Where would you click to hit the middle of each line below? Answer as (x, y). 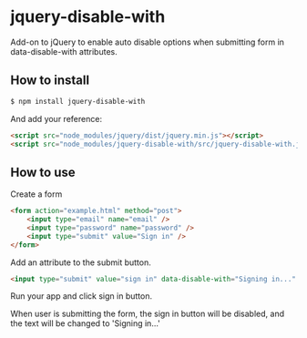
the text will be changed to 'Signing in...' (85, 323)
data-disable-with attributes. (64, 51)
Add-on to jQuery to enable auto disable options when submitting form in (148, 42)
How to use (43, 172)
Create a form (36, 194)
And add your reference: (56, 118)
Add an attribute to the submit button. (81, 262)
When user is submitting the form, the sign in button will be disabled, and (148, 314)
